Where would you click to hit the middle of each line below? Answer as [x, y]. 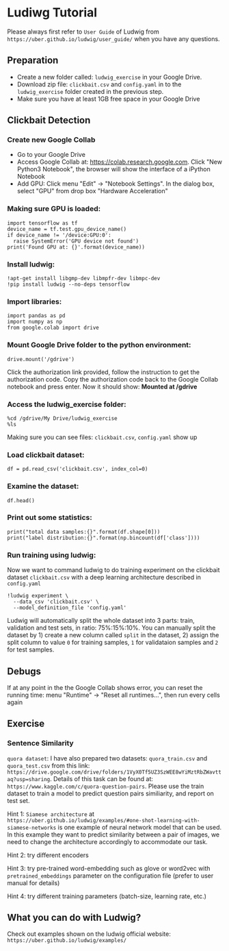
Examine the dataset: [43, 486]
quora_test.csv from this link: [49, 765]
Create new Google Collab [51, 140]
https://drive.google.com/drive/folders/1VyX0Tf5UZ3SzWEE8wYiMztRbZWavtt [114, 772]
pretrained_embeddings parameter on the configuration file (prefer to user [110, 876]
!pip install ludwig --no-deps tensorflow [68, 285]
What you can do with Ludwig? [74, 917]
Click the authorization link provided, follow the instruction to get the [104, 372]
